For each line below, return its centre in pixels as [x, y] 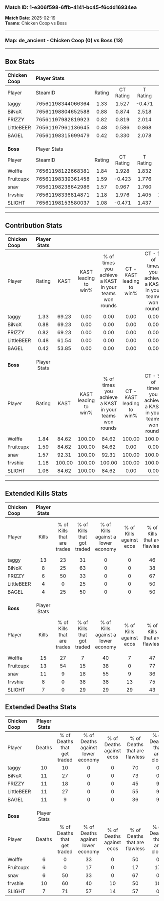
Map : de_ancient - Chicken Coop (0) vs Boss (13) [64, 41]
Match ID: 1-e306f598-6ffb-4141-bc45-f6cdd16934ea [71, 7]
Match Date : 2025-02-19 [30, 18]
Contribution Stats [34, 225]
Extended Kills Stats [36, 493]
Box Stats [20, 61]
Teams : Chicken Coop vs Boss [36, 23]
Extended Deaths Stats [41, 707]
